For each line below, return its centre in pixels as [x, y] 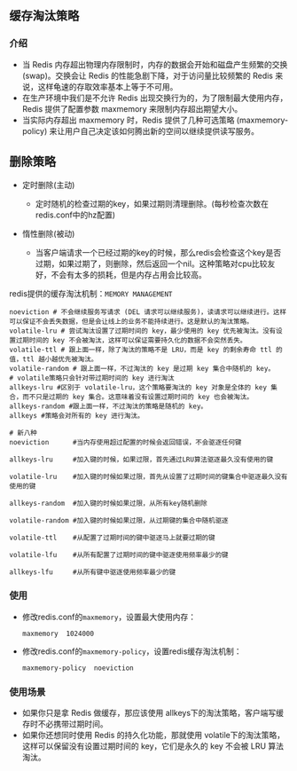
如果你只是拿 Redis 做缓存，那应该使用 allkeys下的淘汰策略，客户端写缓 [153, 713]
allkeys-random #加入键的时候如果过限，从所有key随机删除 [109, 503]
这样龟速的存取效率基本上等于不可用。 [108, 86]
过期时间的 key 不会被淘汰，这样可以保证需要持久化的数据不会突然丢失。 [131, 340]
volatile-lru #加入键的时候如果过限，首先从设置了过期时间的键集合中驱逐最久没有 [148, 476]
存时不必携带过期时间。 [65, 724]
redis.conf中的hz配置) [75, 215]
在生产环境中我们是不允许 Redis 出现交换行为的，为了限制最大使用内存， [155, 98]
